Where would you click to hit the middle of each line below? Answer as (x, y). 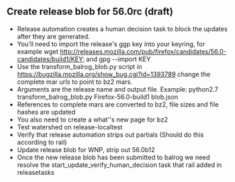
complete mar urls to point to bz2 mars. (75, 82)
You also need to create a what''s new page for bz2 (92, 119)
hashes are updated (46, 112)
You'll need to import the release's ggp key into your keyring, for (111, 44)
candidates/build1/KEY (50, 59)
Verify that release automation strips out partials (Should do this (110, 134)
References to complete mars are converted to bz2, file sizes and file (118, 104)
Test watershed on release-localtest (70, 127)
